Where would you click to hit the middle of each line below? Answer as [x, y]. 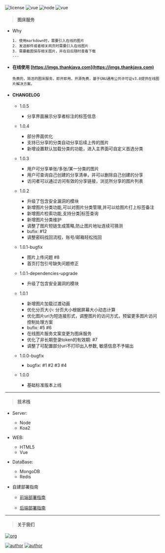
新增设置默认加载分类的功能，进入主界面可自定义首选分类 [85, 149]
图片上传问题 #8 [43, 257]
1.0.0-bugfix [32, 355]
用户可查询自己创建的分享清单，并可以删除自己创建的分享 [85, 175]
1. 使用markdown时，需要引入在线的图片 [48, 41]
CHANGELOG [26, 95]
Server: [20, 413]
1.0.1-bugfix [31, 247]
